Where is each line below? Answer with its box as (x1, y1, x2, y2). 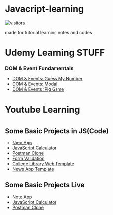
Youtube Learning (5, 104, 80, 115)
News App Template (12, 166, 54, 172)
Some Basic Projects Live (5, 180, 85, 189)
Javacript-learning (5, 3, 84, 15)
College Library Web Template (12, 161, 74, 167)
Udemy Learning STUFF (5, 47, 105, 58)
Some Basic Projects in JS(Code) (5, 127, 109, 135)
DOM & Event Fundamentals (5, 65, 74, 72)
